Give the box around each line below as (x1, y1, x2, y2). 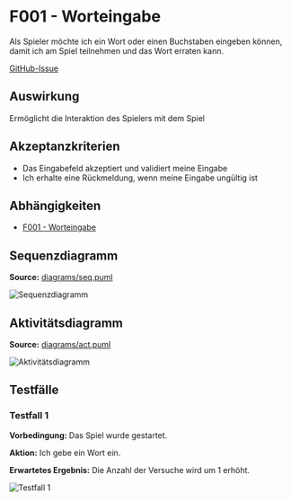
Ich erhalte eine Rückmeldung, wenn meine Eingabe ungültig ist (22, 172, 259, 183)
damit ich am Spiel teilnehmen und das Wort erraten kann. (9, 45, 225, 56)
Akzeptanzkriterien (9, 139, 120, 154)
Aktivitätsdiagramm (9, 315, 123, 330)
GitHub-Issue (9, 63, 59, 74)
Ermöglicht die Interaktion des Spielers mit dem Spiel (9, 112, 205, 123)
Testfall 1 (9, 409, 49, 422)
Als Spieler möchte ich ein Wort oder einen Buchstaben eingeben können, (9, 36, 283, 47)
